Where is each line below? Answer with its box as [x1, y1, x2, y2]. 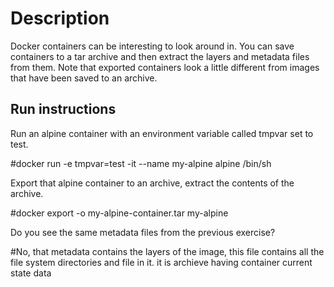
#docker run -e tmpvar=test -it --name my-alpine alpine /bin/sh [10, 157, 272, 169]
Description [10, 7, 110, 30]
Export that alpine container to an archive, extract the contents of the [10, 177, 295, 189]
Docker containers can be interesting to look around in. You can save [10, 40, 295, 52]
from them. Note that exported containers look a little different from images [10, 61, 320, 73]
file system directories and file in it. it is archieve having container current [10, 256, 313, 268]
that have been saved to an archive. [10, 72, 158, 84]
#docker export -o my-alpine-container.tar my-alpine [10, 207, 229, 219]
